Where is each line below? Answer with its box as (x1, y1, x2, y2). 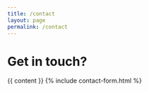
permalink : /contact (7, 23, 68, 30)
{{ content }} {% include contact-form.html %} (7, 76, 143, 85)
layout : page (7, 17, 46, 24)
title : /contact (7, 10, 55, 17)
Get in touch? (7, 53, 88, 69)
